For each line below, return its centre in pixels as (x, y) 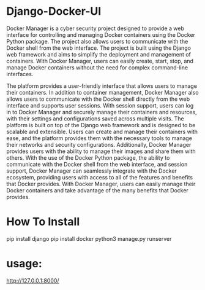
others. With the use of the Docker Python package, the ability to (88, 157)
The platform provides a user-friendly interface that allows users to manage (102, 86)
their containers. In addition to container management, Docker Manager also (102, 92)
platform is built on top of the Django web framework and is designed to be (101, 125)
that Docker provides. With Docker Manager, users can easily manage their (101, 184)
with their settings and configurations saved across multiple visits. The (95, 119)
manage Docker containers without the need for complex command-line (97, 67)
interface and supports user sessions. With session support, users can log (100, 105)
